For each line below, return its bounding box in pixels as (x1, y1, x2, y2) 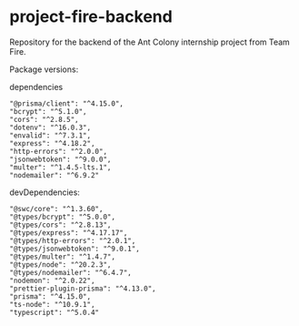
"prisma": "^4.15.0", (9, 291, 92, 301)
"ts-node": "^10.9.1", (9, 300, 95, 309)
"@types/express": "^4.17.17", (9, 228, 128, 238)
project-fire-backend (9, 6, 173, 27)
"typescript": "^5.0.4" (9, 308, 100, 317)
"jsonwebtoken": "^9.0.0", (9, 155, 112, 164)
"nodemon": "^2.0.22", (9, 276, 95, 285)
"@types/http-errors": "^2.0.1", (9, 236, 136, 245)
